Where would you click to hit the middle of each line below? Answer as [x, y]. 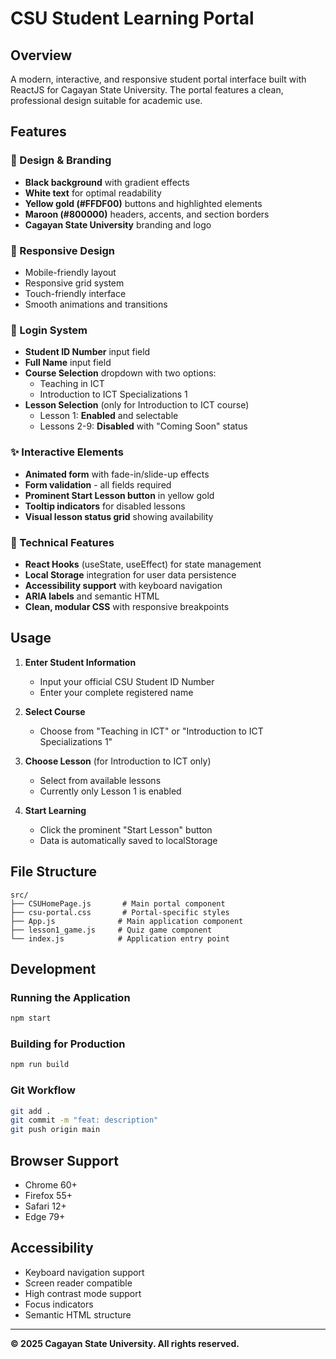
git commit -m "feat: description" [84, 1120]
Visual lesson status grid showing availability [119, 516]
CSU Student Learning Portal [132, 18]
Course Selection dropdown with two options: [120, 373]
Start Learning [55, 810]
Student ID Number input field [87, 352]
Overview [41, 55]
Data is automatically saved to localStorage [128, 840]
